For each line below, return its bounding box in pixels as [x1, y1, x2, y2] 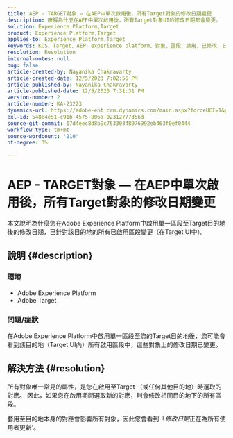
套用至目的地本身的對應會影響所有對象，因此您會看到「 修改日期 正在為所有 [7, 414, 220, 423]
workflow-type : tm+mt [7, 126, 70, 133]
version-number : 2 [7, 94, 60, 101]
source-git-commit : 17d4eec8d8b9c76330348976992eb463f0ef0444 [7, 119, 191, 127]
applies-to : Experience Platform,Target [7, 36, 126, 43]
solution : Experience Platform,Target [7, 23, 119, 30]
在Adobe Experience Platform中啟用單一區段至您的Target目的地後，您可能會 [7, 332, 226, 340]
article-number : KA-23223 [7, 101, 82, 108]
